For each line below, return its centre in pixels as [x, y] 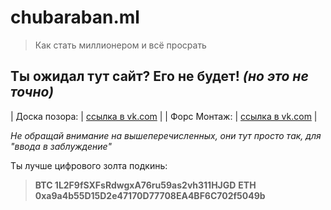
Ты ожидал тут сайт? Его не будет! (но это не [159, 76]
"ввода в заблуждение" [61, 146]
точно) [32, 92]
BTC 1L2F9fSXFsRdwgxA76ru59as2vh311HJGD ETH [145, 185]
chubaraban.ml [75, 17]
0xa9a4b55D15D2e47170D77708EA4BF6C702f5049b [150, 195]
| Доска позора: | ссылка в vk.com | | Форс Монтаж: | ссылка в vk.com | [164, 116]
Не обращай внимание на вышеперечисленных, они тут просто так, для [166, 135]
